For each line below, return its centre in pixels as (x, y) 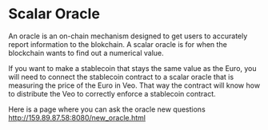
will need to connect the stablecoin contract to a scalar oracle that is (121, 77)
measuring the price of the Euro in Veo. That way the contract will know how (134, 85)
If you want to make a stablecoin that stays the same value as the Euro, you (133, 68)
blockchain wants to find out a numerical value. (86, 53)
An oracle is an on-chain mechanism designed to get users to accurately (128, 36)
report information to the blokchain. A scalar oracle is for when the (118, 44)
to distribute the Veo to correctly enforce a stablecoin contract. (112, 93)
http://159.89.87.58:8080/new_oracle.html (77, 117)
